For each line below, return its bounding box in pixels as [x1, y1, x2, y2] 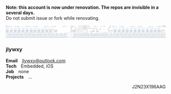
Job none [6, 68, 29, 74]
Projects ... [6, 74, 32, 80]
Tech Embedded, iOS [6, 63, 54, 69]
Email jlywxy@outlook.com [6, 57, 66, 64]
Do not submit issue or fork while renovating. [6, 15, 100, 21]
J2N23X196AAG [131, 83, 166, 89]
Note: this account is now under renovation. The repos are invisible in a [6, 5, 159, 10]
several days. [6, 10, 35, 16]
